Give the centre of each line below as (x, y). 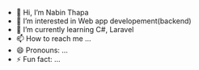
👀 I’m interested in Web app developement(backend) (104, 21)
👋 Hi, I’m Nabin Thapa (52, 12)
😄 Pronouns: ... (42, 50)
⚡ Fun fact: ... (38, 59)
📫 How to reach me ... (53, 39)
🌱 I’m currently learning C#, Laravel (75, 29)
